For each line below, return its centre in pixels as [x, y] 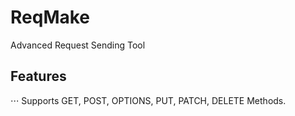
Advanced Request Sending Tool [78, 45]
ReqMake [50, 17]
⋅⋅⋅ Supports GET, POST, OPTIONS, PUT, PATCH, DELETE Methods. [148, 100]
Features [38, 76]
